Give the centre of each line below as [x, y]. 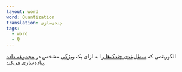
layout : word [22, 12]
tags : [13, 28]
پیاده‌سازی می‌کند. [26, 62]
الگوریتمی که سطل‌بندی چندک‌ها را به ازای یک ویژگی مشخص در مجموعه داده [91, 56]
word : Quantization [30, 17]
